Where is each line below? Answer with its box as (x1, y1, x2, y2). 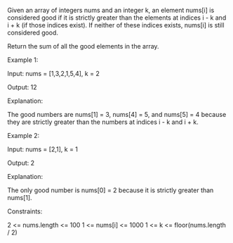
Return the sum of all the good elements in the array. (7, 42, 159, 50)
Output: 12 (7, 83, 37, 91)
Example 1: (7, 56, 39, 64)
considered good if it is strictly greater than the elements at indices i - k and (7, 13, 227, 22)
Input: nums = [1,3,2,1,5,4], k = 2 (7, 70, 100, 77)
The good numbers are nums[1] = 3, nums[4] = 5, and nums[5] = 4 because (7, 111, 227, 118)
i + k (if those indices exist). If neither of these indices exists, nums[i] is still (7, 21, 225, 29)
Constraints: (7, 207, 43, 216)
